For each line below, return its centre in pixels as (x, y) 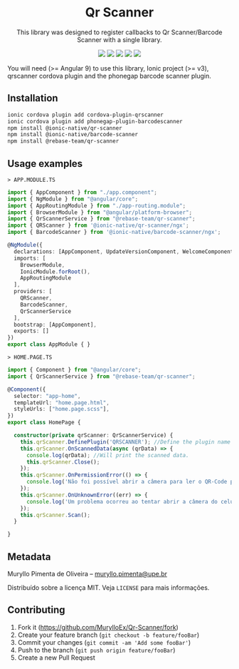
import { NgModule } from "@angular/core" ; (73, 199)
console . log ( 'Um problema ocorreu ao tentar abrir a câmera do (122, 501)
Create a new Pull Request (57, 658)
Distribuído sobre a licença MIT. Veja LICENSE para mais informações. (108, 588)
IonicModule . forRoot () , (55, 272)
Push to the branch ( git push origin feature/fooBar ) (96, 650)
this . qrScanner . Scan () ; (55, 515)
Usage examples (45, 164)
